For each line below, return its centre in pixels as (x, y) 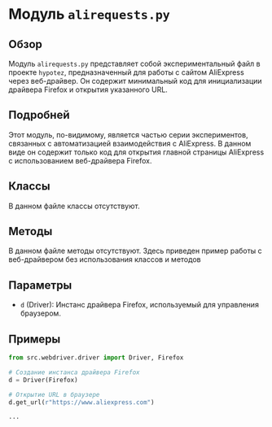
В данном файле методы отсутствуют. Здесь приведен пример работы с (135, 251)
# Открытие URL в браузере (54, 394)
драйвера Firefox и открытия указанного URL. (88, 89)
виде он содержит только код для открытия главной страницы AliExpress (136, 152)
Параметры (40, 285)
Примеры (35, 339)
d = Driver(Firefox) (44, 380)
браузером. (40, 313)
